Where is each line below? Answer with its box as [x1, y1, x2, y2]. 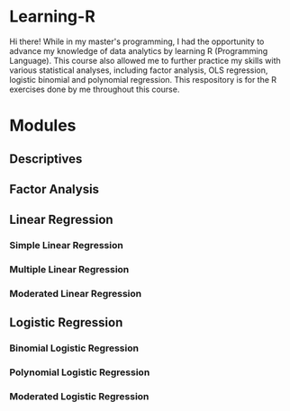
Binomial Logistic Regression [9, 342, 140, 354]
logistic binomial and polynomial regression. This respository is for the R [9, 74, 277, 85]
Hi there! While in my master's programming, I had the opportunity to [9, 36, 265, 47]
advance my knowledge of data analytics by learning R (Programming [9, 45, 268, 56]
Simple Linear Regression [9, 239, 123, 252]
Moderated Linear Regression [9, 288, 142, 300]
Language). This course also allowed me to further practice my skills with [9, 55, 281, 66]
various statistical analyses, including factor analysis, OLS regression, [9, 65, 268, 76]
